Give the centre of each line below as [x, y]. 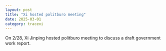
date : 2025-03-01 [23, 19]
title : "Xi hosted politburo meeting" [45, 14]
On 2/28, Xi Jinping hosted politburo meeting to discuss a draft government [83, 38]
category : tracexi [24, 24]
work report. [18, 43]
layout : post [19, 10]
